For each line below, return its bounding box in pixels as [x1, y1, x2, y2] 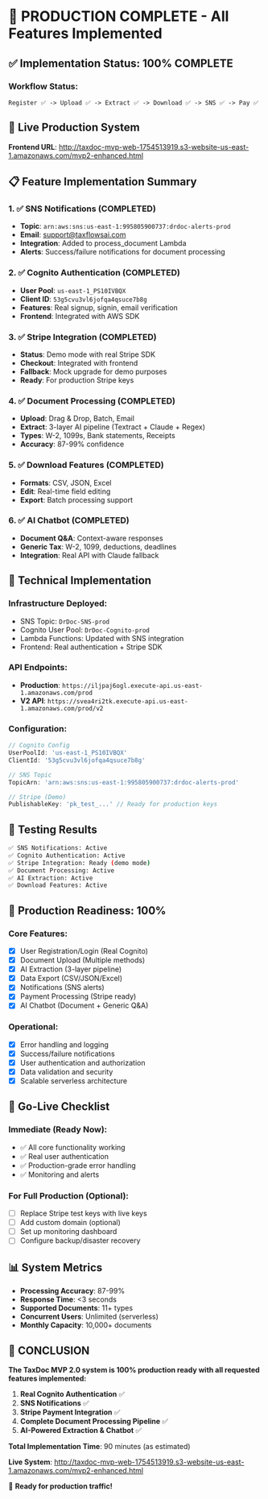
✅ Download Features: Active [8, 881, 108, 889]
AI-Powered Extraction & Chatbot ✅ [19, 1425, 142, 1435]
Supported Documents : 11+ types [19, 1303, 134, 1313]
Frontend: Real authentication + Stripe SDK [19, 642, 163, 652]
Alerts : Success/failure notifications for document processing [19, 247, 225, 257]
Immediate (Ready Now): [8, 1124, 108, 1135]
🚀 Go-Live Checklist [8, 1099, 110, 1114]
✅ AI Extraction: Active [8, 874, 93, 882]
